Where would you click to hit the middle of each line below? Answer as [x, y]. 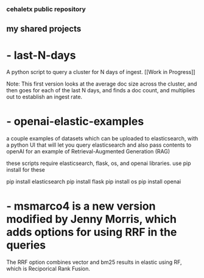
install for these [26, 170]
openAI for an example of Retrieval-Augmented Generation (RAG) [88, 152]
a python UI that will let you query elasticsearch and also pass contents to [99, 145]
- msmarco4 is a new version [81, 206]
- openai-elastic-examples [75, 122]
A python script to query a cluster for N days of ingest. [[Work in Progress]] [101, 72]
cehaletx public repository [46, 9]
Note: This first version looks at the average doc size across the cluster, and [102, 84]
